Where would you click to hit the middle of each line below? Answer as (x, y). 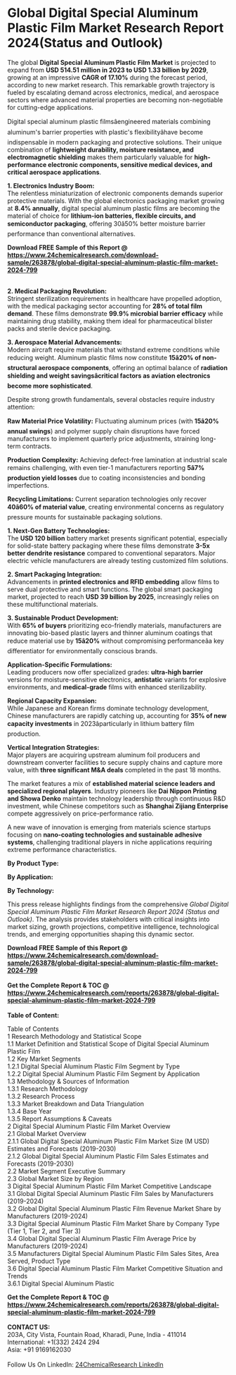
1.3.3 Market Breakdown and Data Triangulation (76, 1104)
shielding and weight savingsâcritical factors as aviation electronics (109, 376)
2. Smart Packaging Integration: (55, 574)
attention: (21, 407)
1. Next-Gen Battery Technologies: (59, 531)
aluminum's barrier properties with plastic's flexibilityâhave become (105, 132)
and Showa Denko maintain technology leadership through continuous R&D (117, 799)
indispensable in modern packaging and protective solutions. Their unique (115, 142)
